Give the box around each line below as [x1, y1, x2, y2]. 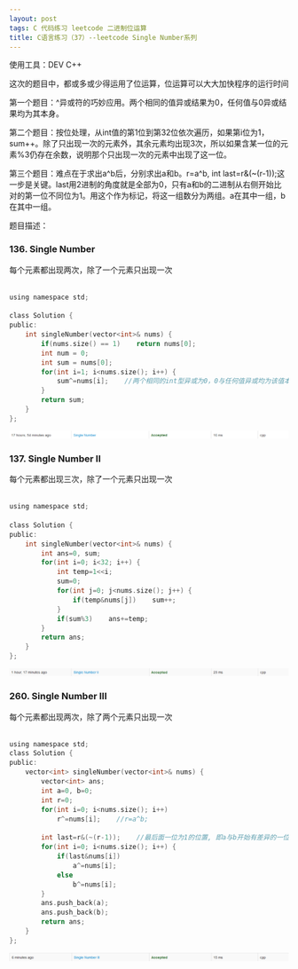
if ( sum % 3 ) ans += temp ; [56, 614, 149, 623]
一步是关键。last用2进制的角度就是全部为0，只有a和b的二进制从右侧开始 [9, 179, 275, 190]
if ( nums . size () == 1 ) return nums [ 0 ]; [41, 339, 197, 348]
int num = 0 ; [41, 349, 90, 358]
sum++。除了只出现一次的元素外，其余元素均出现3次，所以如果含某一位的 [9, 138, 281, 149]
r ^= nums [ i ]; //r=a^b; [56, 815, 149, 823]
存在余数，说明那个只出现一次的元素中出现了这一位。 [36, 149, 232, 160]
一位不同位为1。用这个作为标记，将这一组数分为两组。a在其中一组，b [32, 191, 286, 201]
